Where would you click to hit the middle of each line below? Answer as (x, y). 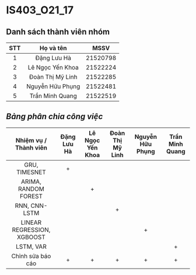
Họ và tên (53, 48)
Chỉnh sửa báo (31, 256)
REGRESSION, (31, 229)
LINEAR (31, 222)
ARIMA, (32, 182)
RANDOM (31, 189)
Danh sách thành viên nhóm (58, 32)
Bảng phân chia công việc (55, 116)
